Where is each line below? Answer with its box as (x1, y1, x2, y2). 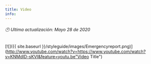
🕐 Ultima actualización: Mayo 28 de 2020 (5, 27, 91, 33)
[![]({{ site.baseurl (5, 43, 41, 49)
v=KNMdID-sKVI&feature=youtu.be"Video (5, 53, 89, 59)
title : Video (5, 7, 32, 12)
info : (5, 12, 16, 16)
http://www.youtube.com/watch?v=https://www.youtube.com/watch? (6, 49, 146, 54)
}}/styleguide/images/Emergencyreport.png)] (41, 43, 133, 49)
